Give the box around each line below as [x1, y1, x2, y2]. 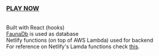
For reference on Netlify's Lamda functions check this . [6, 43, 140, 50]
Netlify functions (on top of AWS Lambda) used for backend [6, 37, 154, 44]
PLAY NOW [6, 4, 40, 13]
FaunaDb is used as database [6, 30, 79, 38]
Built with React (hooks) [6, 24, 65, 31]
